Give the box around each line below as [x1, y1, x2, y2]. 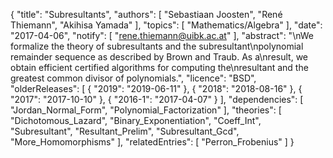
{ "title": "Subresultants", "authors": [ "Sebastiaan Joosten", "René [10, 9, 283, 20]
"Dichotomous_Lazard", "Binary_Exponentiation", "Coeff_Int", [10, 115, 262, 126]
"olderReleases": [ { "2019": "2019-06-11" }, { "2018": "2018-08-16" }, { [10, 83, 303, 94]
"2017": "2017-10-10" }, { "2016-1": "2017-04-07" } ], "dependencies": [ [10, 94, 304, 105]
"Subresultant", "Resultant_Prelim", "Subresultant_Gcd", [10, 125, 240, 137]
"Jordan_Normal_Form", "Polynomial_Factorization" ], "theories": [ [10, 104, 282, 116]
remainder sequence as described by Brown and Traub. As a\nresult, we [10, 51, 308, 63]
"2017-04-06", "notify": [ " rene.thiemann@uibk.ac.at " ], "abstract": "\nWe [10, 30, 314, 41]
